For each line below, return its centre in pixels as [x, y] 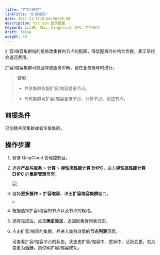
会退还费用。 [18, 57]
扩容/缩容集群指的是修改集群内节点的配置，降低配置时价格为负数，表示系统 [80, 51]
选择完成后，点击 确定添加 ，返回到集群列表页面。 [61, 221]
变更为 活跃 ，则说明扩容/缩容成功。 [47, 247]
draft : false [18, 32]
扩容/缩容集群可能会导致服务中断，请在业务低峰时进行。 [61, 67]
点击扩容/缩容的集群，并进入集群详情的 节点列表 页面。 [66, 231]
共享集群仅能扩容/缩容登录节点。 [57, 88]
